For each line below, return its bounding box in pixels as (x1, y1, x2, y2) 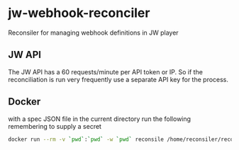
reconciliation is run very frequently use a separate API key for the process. (8, 75, 229, 83)
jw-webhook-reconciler (8, 5, 150, 21)
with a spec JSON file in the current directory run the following (8, 115, 191, 123)
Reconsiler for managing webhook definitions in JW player (8, 28, 179, 37)
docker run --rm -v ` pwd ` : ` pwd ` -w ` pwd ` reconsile (8, 136, 164, 143)
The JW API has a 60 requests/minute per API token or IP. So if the (8, 67, 203, 76)
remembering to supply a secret (8, 122, 102, 130)
